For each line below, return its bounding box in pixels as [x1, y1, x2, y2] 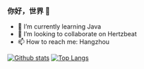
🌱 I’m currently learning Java [17, 22, 102, 31]
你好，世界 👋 [7, 6, 51, 15]
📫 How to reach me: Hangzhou [17, 38, 110, 46]
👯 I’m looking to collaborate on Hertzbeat [17, 30, 138, 38]
